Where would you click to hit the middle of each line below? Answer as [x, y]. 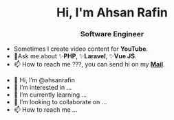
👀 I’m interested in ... [43, 88]
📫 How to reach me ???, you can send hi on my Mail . [89, 64]
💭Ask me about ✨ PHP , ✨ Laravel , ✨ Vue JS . [75, 56]
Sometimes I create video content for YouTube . [81, 49]
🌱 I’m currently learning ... [50, 95]
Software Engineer [112, 34]
